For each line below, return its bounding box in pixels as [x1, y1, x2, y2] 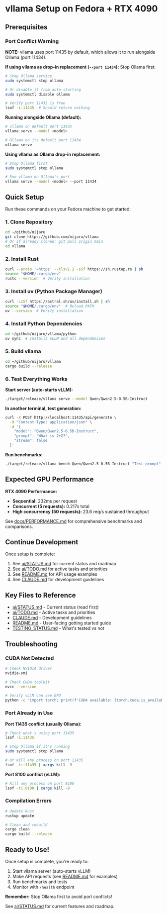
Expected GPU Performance [5, 475, 94, 484]
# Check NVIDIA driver [5, 666, 52, 671]
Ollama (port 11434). [5, 54, 47, 60]
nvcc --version [5, 684, 37, 689]
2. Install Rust [5, 255, 39, 262]
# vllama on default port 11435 [5, 124, 72, 129]
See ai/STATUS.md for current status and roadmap [12, 561, 117, 567]
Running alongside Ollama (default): [5, 114, 82, 120]
